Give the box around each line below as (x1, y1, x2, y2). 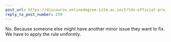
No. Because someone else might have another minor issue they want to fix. (5, 25, 165, 31)
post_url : (5, 7, 26, 12)
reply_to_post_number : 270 (5, 12, 63, 17)
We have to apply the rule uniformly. (5, 31, 81, 37)
